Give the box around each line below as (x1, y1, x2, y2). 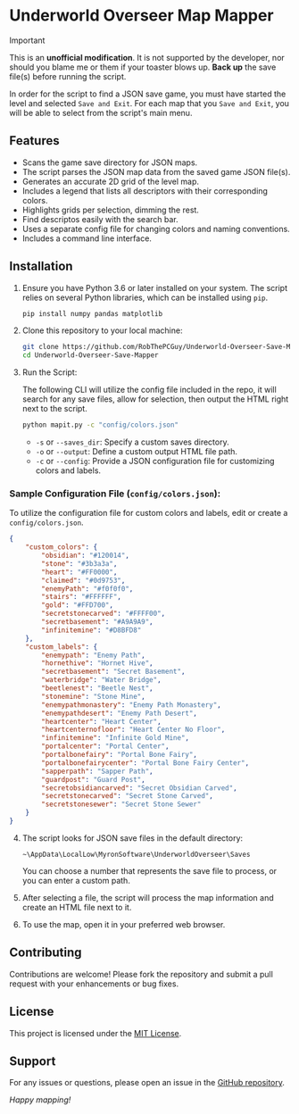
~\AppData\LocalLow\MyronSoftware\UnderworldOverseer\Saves (21, 850, 251, 859)
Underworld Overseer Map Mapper (9, 5, 274, 26)
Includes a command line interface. (21, 233, 152, 244)
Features (9, 133, 60, 148)
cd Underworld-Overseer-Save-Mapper (21, 351, 159, 360)
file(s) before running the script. (9, 71, 127, 81)
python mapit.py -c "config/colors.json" (21, 420, 179, 429)
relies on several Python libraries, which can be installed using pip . (21, 292, 269, 303)
